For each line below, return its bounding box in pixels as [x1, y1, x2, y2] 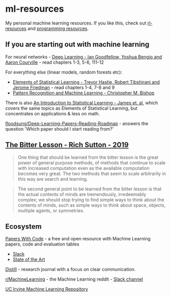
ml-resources [5, 3, 64, 15]
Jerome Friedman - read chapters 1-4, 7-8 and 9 [12, 84, 115, 90]
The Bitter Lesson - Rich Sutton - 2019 [5, 141, 129, 150]
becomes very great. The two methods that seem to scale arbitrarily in [17, 170, 166, 177]
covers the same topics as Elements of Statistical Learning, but [5, 105, 138, 111]
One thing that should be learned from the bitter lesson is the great [17, 154, 159, 160]
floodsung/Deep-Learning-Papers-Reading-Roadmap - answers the [5, 120, 149, 127]
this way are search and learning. [17, 176, 88, 182]
